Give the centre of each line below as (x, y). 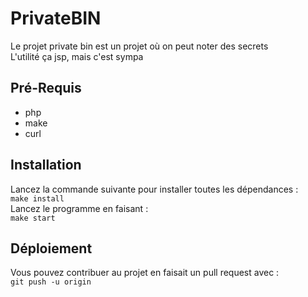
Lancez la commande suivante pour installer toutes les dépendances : (154, 189)
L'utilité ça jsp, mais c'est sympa (77, 56)
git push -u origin (51, 282)
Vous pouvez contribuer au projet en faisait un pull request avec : (145, 273)
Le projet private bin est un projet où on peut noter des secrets (139, 46)
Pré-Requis (46, 88)
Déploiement (51, 248)
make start (33, 218)
